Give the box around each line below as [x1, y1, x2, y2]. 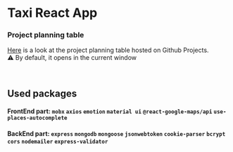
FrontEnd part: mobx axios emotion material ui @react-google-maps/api [7, 107, 213, 115]
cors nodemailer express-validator [7, 139, 108, 146]
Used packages [7, 87, 77, 99]
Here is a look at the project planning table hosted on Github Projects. [7, 46, 209, 54]
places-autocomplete [7, 115, 68, 122]
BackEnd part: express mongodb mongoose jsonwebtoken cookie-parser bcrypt [7, 129, 226, 138]
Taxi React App [7, 5, 98, 21]
